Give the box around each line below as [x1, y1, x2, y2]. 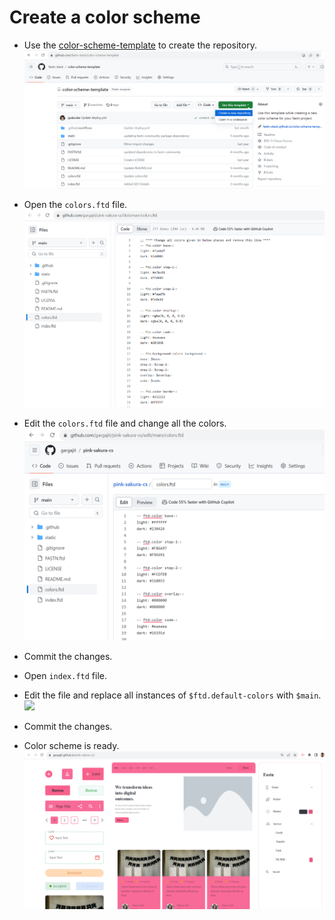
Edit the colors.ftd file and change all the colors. [23, 417, 227, 429]
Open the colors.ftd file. [23, 198, 128, 210]
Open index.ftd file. [23, 670, 107, 682]
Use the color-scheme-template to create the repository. [23, 39, 257, 51]
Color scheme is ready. [23, 740, 120, 752]
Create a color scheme [9, 6, 201, 29]
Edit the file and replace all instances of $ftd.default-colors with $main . [23, 689, 322, 701]
